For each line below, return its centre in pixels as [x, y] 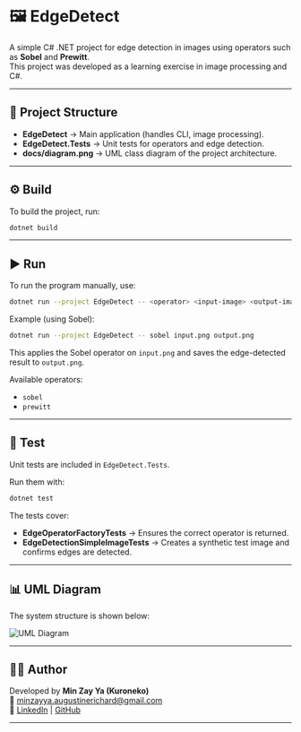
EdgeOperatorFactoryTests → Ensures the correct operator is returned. [155, 532]
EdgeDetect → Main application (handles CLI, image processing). [143, 133]
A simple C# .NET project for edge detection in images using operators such [150, 47]
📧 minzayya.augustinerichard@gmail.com [86, 701]
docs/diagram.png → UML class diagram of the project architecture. [150, 153]
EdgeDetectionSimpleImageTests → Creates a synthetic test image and [155, 542]
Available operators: [46, 379]
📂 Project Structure [64, 112]
